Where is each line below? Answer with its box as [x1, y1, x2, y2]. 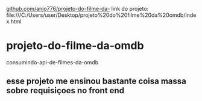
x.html [6, 18, 22, 25]
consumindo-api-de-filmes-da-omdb [6, 58, 98, 66]
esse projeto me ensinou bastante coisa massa [6, 76, 187, 87]
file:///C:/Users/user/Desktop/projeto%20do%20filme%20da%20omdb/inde [6, 11, 197, 19]
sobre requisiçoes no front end [6, 85, 125, 96]
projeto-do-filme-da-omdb [6, 39, 144, 53]
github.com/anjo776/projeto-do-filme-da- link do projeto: [6, 5, 149, 12]
